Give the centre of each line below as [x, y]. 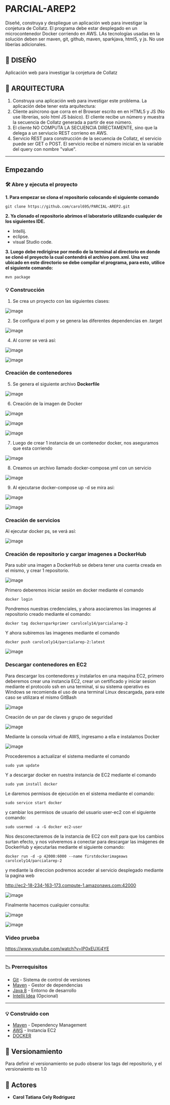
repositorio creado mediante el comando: [48, 614]
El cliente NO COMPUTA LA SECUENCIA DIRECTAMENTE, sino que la [85, 128]
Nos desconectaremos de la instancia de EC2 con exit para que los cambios [85, 836]
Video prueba [22, 937]
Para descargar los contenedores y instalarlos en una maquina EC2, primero [85, 676]
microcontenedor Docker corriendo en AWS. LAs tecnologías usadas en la [83, 33]
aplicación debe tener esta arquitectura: [54, 106]
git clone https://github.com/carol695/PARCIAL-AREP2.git [68, 207]
